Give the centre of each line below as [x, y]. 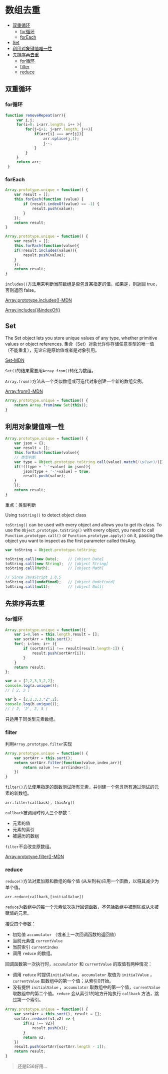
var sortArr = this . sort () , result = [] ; [58, 1014]
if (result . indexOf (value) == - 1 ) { [61, 204]
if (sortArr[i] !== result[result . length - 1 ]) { [73, 649]
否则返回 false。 [22, 290]
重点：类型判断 [20, 505]
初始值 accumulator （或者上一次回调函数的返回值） [65, 934]
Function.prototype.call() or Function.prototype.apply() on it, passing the [84, 535]
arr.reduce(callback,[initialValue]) [44, 897]
